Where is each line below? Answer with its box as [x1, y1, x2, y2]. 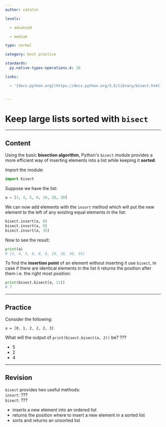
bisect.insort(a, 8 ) [5, 219, 48, 224]
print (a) [5, 246, 23, 251]
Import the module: [5, 167, 44, 173]
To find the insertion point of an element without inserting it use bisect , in [5, 260, 157, 266]
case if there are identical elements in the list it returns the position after [5, 265, 152, 271]
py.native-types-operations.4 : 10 [9, 65, 81, 70]
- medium [9, 34, 28, 39]
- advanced [9, 25, 32, 30]
